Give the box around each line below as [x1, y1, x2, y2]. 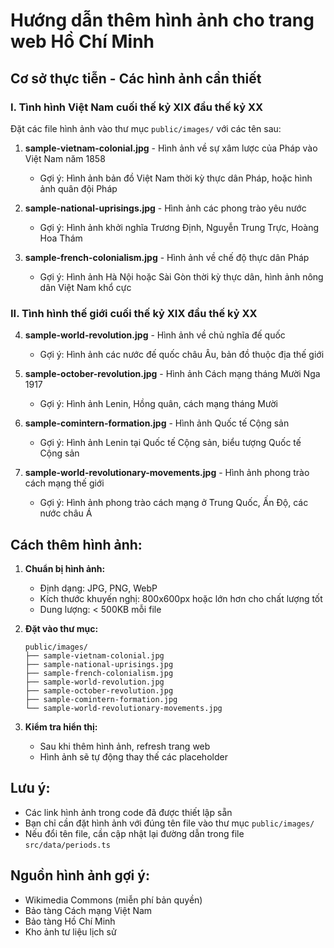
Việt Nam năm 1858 [24, 152, 106, 164]
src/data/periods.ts [24, 840, 111, 850]
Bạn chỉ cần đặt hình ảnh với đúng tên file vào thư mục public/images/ [24, 817, 315, 829]
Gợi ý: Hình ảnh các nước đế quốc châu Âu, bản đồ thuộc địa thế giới [39, 349, 325, 361]
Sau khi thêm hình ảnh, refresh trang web [39, 740, 211, 752]
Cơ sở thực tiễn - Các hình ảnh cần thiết [10, 70, 262, 87]
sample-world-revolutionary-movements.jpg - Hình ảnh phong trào [24, 467, 310, 479]
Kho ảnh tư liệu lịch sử [24, 925, 117, 938]
